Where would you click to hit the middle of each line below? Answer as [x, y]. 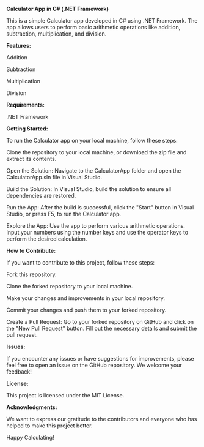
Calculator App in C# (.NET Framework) [57, 9]
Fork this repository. [31, 274]
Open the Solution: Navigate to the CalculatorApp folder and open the [94, 171]
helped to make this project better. [49, 426]
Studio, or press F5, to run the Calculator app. [64, 214]
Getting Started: [27, 129]
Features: [19, 46]
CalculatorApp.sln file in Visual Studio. [54, 177]
